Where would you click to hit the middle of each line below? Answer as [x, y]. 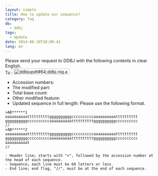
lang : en [14, 46]
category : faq [20, 19]
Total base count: [30, 92]
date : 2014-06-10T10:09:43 [33, 42]
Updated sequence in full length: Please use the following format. [79, 103]
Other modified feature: [36, 98]
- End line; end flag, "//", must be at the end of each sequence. [76, 169]
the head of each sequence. [34, 160]
